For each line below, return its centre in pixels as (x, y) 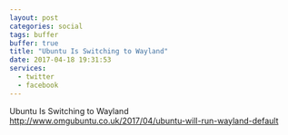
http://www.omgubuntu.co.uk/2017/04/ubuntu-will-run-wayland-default (144, 121)
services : (28, 69)
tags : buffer (34, 34)
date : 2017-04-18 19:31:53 (60, 60)
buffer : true (34, 43)
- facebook (38, 85)
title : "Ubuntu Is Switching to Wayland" (89, 52)
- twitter (36, 77)
